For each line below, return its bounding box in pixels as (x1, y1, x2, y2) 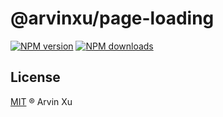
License (10, 69, 61, 86)
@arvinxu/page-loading (10, 7, 215, 30)
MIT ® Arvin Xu (10, 95, 73, 107)
